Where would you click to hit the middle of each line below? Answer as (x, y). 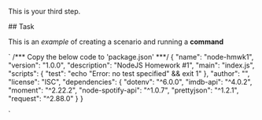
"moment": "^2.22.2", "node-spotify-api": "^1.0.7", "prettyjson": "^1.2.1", (124, 90)
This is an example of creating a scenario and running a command (116, 42)
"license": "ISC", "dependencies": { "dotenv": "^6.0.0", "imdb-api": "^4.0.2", (130, 82)
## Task (21, 26)
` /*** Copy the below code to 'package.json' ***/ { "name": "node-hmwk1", (131, 57)
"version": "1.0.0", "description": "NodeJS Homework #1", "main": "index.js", (131, 65)
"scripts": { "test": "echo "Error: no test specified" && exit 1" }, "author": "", (129, 73)
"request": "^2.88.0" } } (46, 98)
